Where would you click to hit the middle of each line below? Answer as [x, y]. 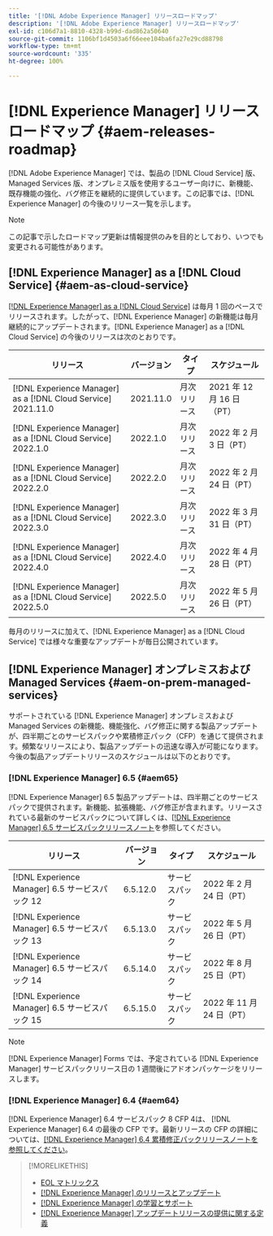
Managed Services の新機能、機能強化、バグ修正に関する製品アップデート [133, 726]
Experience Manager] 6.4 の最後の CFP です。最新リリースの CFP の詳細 [130, 1129]
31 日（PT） [233, 524]
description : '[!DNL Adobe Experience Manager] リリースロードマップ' [124, 24]
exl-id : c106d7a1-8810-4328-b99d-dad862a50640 [89, 31]
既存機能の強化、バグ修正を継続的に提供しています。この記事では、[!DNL [131, 193]
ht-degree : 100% [36, 62]
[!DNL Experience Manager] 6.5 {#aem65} [93, 778]
